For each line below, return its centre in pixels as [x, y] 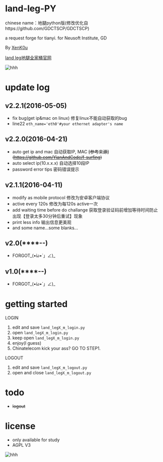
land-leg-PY [31, 9]
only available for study [36, 440]
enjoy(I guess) [27, 343]
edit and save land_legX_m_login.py [49, 327]
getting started [36, 304]
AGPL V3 [21, 445]
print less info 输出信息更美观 [42, 222]
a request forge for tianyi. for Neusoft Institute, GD [56, 38]
